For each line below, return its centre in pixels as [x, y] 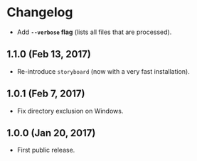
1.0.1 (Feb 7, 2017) [46, 94]
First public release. [46, 150]
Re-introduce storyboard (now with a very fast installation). [103, 71]
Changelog [40, 12]
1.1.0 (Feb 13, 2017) [49, 54]
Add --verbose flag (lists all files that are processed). [94, 32]
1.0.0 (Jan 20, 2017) [51, 133]
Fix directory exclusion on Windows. [70, 111]
